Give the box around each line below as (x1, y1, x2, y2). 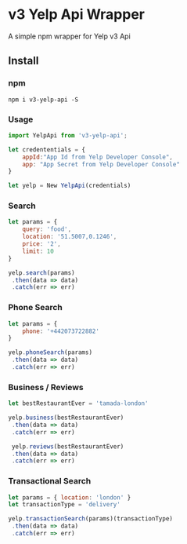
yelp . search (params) (8, 268, 76, 276)
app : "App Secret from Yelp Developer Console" (22, 160, 180, 168)
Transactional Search (8, 476, 92, 487)
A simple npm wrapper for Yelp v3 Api (8, 31, 131, 41)
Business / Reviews (8, 382, 84, 392)
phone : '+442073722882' (22, 327, 100, 335)
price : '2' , (22, 240, 61, 248)
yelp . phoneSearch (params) (8, 349, 92, 356)
